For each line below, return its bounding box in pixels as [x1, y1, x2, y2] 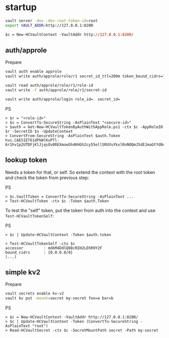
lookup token [5, 156, 47, 164]
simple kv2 [5, 268, 41, 276]
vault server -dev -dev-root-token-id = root [5, 18, 98, 23]
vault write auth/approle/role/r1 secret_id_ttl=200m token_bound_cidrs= [5, 74, 163, 79]
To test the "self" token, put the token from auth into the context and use [5, 207, 156, 213]
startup [5, 2, 37, 13]
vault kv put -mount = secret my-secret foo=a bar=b [5, 296, 114, 301]
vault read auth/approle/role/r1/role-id [5, 83, 94, 88]
